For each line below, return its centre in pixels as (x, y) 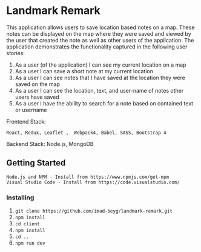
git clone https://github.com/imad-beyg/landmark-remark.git (94, 211)
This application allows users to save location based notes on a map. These (100, 27)
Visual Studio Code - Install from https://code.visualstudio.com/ (93, 182)
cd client (28, 224)
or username (31, 110)
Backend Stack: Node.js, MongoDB (50, 144)
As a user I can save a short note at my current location (84, 71)
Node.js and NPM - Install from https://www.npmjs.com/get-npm (88, 177)
